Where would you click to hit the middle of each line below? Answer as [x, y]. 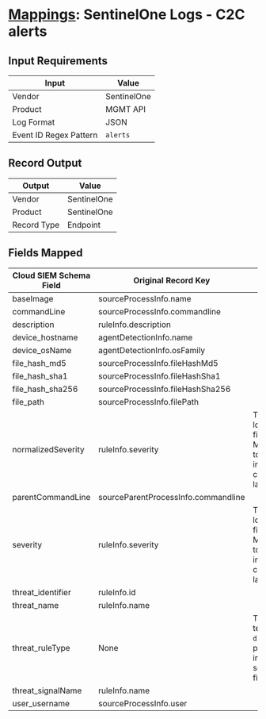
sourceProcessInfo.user [142, 703]
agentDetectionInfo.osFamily [152, 350]
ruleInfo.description [135, 325]
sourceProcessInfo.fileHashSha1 [159, 376]
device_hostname [45, 337]
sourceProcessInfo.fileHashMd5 [158, 363]
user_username [41, 703]
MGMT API [126, 109]
